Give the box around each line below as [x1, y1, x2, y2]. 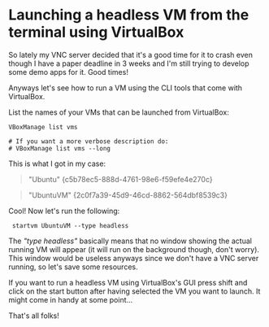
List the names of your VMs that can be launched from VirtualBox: [8, 107, 229, 117]
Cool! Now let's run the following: [8, 206, 120, 216]
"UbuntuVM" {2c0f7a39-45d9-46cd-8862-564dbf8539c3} [28, 190, 228, 200]
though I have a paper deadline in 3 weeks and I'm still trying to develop [8, 59, 249, 68]
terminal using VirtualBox [8, 23, 184, 41]
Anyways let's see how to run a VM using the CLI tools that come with [8, 83, 242, 93]
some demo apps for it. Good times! [8, 67, 128, 76]
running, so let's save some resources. [8, 262, 138, 272]
